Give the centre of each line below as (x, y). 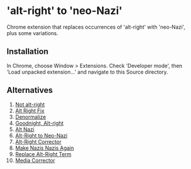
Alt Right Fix (30, 111)
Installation (28, 52)
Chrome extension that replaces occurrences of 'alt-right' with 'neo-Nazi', (96, 27)
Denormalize (30, 117)
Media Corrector (35, 160)
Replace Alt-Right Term (43, 154)
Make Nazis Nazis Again (45, 148)
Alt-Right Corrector (38, 142)
